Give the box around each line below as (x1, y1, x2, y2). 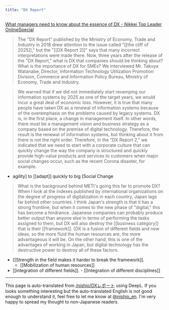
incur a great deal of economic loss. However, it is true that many (17, 99, 152, 106)
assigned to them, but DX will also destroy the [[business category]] (17, 220, 159, 226)
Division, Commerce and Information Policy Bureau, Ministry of (17, 73, 148, 79)
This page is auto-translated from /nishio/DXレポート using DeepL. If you (5, 282, 157, 288)
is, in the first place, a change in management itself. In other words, (17, 115, 157, 121)
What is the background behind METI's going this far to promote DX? (17, 183, 160, 189)
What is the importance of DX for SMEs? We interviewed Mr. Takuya (17, 63, 158, 69)
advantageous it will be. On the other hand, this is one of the (17, 236, 143, 242)
